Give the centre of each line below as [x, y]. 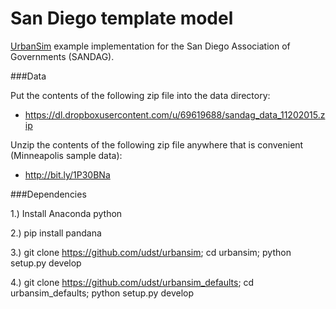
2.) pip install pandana [56, 233]
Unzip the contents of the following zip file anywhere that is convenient [157, 144]
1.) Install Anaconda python [66, 213]
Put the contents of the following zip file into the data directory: [140, 95]
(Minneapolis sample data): [66, 155]
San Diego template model [122, 18]
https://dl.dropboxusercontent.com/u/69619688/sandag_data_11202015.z [175, 114]
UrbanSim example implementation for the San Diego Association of [150, 46]
